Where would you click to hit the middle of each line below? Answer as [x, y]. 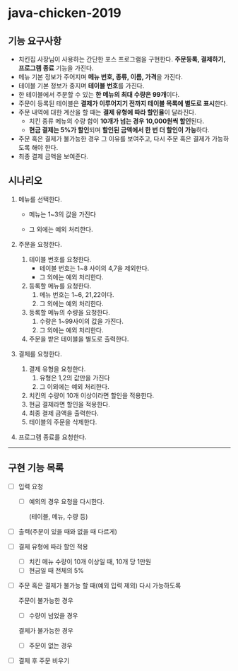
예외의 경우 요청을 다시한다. [66, 501]
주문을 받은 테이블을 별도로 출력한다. [79, 339]
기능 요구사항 [35, 41]
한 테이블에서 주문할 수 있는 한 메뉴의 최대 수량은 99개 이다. [99, 94]
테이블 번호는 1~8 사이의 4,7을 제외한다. [94, 268]
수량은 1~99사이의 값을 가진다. [82, 321]
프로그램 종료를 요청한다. [52, 437]
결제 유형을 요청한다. [57, 368]
